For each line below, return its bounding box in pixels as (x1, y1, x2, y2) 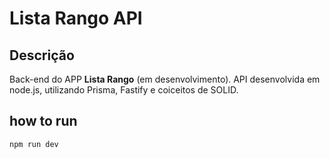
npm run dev (9, 139, 59, 149)
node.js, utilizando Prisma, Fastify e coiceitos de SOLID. (9, 84, 239, 96)
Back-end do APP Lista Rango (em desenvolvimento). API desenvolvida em (9, 73, 321, 85)
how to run (9, 113, 78, 130)
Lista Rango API (9, 7, 143, 30)
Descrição (9, 47, 75, 64)
